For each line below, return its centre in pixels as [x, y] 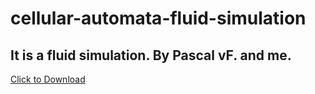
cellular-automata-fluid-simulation [158, 18]
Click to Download [48, 79]
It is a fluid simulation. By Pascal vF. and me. [151, 55]
